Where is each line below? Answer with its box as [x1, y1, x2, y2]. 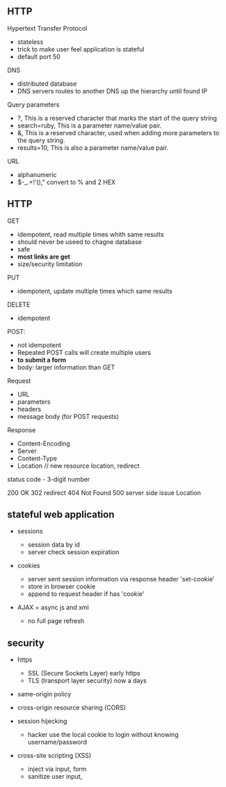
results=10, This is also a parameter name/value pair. [17, 143, 169, 152]
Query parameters [7, 100, 60, 109]
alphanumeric [17, 170, 57, 178]
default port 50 [17, 52, 60, 61]
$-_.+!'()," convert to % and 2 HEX [17, 178, 116, 186]
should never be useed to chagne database [17, 237, 143, 246]
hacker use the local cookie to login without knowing [27, 731, 179, 739]
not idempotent [17, 341, 61, 349]
